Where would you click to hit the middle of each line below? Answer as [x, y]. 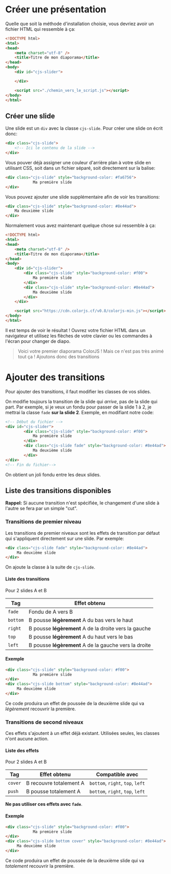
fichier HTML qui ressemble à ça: [40, 29]
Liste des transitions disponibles [58, 490]
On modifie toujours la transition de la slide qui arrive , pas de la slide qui [81, 401]
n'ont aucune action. [27, 739]
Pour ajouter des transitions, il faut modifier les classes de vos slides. [78, 392]
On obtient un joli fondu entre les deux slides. [53, 474]
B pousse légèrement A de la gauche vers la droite [90, 645]
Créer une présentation [56, 9]
